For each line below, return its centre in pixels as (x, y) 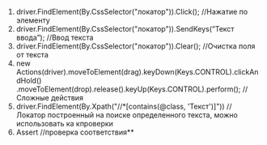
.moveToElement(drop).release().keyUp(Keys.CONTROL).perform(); (128, 89)
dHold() (29, 81)
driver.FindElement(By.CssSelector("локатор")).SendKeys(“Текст (125, 29)
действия (67, 98)
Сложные (33, 98)
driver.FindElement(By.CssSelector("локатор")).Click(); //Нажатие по (132, 12)
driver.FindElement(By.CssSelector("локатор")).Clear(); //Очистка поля (136, 46)
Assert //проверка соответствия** (75, 132)
